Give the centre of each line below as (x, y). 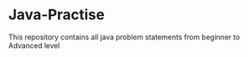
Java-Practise (57, 15)
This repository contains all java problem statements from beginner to (124, 37)
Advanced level (34, 45)
